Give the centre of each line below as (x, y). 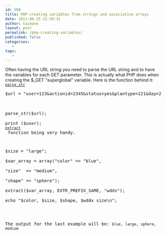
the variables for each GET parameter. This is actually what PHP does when (82, 75)
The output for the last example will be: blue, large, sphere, (81, 224)
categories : (17, 42)
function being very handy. (41, 133)
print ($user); (23, 123)
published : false (23, 38)
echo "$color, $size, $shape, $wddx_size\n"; (61, 201)
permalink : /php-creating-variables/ (44, 33)
